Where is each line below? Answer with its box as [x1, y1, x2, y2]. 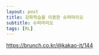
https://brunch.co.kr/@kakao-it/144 [6, 42, 94, 49]
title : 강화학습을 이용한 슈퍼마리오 [6, 14, 83, 20]
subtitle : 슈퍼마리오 [6, 20, 54, 26]
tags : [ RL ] [6, 25, 33, 32]
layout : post [6, 8, 39, 15]
